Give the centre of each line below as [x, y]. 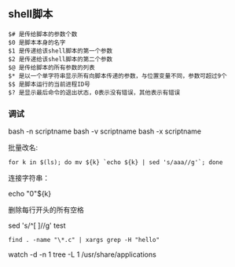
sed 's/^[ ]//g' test [37, 225]
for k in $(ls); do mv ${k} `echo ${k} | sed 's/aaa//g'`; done [116, 163]
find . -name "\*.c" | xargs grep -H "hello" [84, 240]
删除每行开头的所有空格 [46, 210]
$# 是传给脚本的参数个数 [43, 34]
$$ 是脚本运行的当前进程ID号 [49, 84]
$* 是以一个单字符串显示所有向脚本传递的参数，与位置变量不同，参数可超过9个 [117, 76]
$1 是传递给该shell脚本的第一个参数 [60, 51]
